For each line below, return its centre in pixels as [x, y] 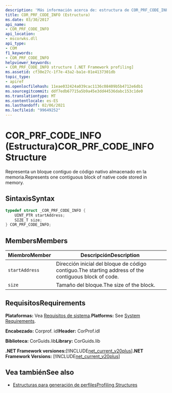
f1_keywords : [19, 53]
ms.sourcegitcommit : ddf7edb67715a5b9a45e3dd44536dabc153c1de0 [74, 91]
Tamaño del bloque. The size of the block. [106, 285]
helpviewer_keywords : [28, 63]
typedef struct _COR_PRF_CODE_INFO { [46, 210]
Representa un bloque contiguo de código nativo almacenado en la [76, 171]
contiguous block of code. [88, 277]
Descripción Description [110, 256]
